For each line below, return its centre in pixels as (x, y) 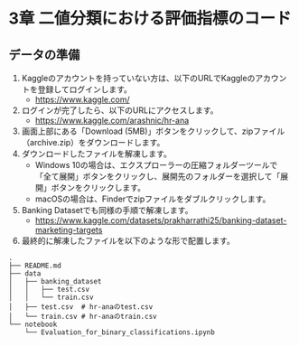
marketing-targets (69, 230)
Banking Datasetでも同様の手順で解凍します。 (107, 210)
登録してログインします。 (84, 89)
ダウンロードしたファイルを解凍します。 (97, 154)
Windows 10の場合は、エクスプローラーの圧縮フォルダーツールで (156, 165)
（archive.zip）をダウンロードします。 (93, 142)
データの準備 (44, 55)
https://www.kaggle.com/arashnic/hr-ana (112, 120)
